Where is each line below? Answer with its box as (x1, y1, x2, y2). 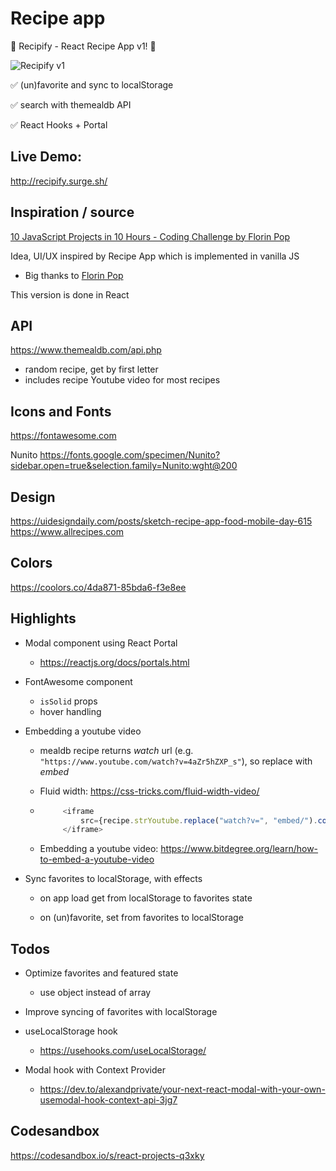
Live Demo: (10, 148, 82, 166)
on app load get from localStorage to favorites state (39, 892, 253, 904)
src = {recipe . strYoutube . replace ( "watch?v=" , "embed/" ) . (80, 815, 318, 826)
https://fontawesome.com (10, 430, 117, 442)
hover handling (39, 705, 102, 717)
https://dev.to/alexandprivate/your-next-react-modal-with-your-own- (39, 1083, 326, 1096)
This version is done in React (10, 288, 130, 301)
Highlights (10, 610, 77, 627)
